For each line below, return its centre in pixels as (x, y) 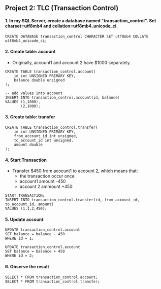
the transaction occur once (47, 176)
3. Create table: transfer (30, 117)
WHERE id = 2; (20, 256)
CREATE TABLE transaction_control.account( (50, 72)
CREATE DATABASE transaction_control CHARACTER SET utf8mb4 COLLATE (77, 36)
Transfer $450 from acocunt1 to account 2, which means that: (75, 171)
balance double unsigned (39, 80)
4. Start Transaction (26, 160)
